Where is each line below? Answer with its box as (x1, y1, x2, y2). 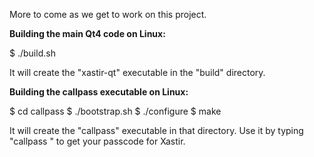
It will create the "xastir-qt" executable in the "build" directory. (9, 67, 266, 78)
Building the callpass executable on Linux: (9, 86, 189, 98)
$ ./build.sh (9, 47, 56, 59)
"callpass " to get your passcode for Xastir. (9, 135, 186, 147)
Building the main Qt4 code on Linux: (9, 28, 166, 39)
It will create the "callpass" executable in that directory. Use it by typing (9, 125, 304, 136)
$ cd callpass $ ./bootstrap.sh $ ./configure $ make (9, 105, 222, 117)
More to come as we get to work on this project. (9, 9, 207, 20)
